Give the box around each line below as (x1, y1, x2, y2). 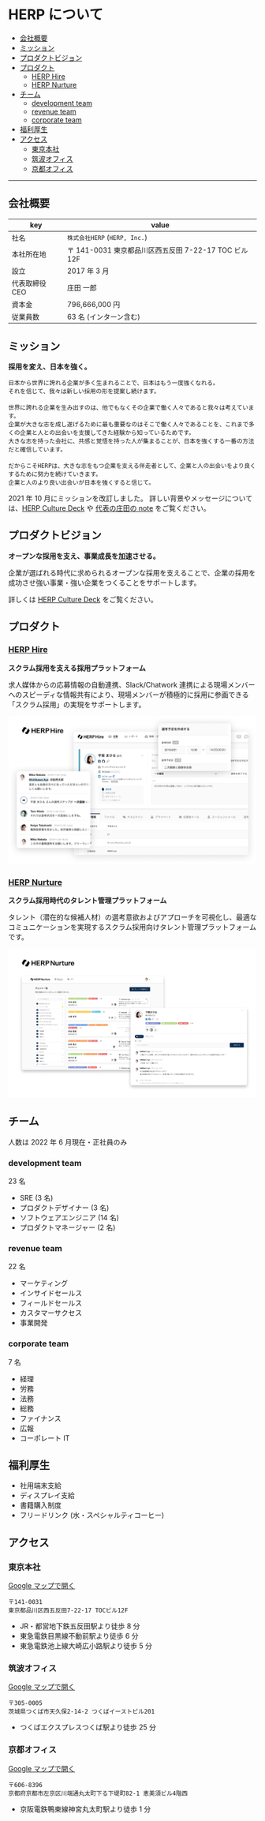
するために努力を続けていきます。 (8, 470, 103, 478)
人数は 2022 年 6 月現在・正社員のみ (8, 1137, 128, 1147)
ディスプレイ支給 (19, 1491, 75, 1501)
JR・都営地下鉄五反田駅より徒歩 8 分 (19, 1621, 140, 1631)
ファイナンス (19, 1413, 62, 1423)
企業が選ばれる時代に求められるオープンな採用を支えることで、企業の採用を (8, 568, 256, 577)
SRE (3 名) (19, 1193, 54, 1202)
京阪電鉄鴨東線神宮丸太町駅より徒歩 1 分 (19, 1804, 151, 1814)
